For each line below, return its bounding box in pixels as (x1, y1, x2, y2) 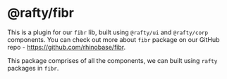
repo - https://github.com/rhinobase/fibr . (7, 43, 126, 51)
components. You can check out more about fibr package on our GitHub (7, 35, 220, 43)
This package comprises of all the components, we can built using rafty (7, 56, 218, 64)
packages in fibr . (7, 64, 59, 72)
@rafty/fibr (7, 5, 74, 21)
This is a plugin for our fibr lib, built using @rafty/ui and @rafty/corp (7, 28, 209, 36)
